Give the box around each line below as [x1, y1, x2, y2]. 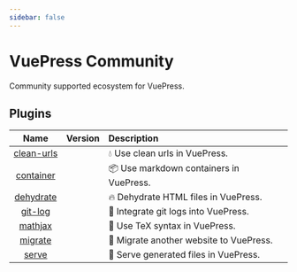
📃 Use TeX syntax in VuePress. [108, 220, 236, 232]
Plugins [9, 105, 52, 120]
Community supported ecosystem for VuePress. [9, 81, 185, 91]
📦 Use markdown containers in [108, 162, 240, 175]
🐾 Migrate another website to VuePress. [108, 234, 273, 246]
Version [65, 132, 100, 144]
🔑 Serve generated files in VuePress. [108, 249, 261, 261]
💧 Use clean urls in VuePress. [108, 147, 228, 159]
